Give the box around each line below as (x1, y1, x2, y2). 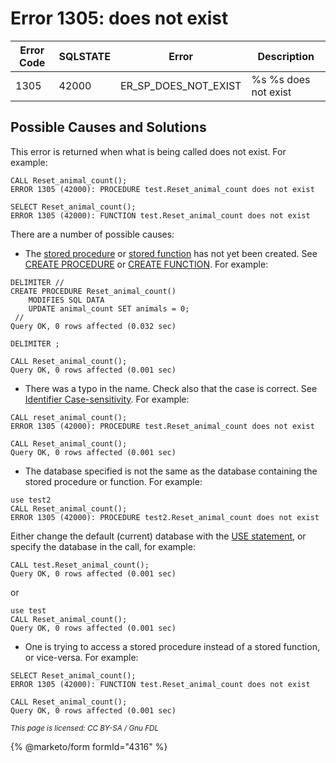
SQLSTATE (58, 49, 111, 63)
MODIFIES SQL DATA (28, 295, 105, 305)
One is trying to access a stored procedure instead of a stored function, (24, 640, 320, 652)
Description (257, 49, 315, 63)
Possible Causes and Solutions (10, 119, 207, 136)
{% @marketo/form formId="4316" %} (10, 740, 168, 752)
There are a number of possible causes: (10, 228, 175, 240)
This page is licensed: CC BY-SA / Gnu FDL (10, 723, 160, 733)
